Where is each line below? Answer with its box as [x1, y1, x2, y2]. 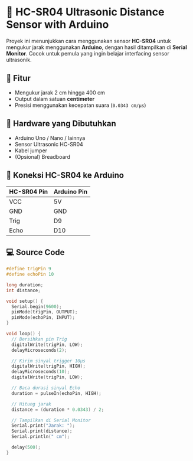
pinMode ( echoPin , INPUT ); [11, 315, 76, 321]
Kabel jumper [14, 147, 48, 154]
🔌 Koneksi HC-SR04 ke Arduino [6, 170, 124, 180]
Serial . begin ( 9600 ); [11, 303, 62, 309]
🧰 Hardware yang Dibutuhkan [6, 119, 116, 129]
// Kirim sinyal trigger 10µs [11, 358, 86, 364]
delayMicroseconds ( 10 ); [11, 369, 70, 375]
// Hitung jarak [11, 401, 51, 407]
